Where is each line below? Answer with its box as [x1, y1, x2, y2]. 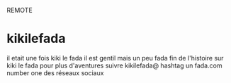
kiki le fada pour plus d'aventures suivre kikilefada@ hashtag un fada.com [6, 61, 222, 70]
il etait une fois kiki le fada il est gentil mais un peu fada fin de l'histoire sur [6, 53, 224, 62]
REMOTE [6, 6, 33, 14]
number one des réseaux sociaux [6, 68, 104, 77]
